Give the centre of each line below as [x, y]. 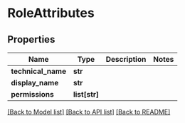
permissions [33, 94]
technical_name [38, 71]
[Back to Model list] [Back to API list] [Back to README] [89, 112]
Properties [31, 39]
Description [126, 59]
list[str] [86, 94]
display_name [35, 83]
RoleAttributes [51, 13]
